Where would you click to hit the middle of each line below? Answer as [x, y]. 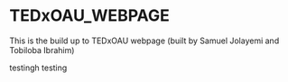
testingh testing [38, 68]
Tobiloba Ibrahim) [42, 50]
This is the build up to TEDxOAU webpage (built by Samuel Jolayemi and [144, 41]
